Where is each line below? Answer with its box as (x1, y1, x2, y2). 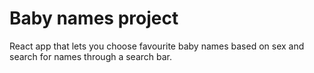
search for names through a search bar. (9, 50, 173, 62)
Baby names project (9, 7, 179, 30)
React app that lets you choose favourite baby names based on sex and (9, 40, 305, 52)
